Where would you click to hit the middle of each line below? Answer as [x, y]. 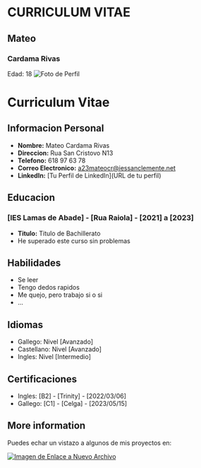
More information [47, 426]
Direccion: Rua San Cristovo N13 [65, 153]
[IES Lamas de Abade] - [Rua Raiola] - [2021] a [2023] [100, 218]
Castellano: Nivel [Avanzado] [60, 349]
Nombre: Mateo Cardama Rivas [63, 145]
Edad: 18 [20, 74]
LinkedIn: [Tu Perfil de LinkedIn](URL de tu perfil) [89, 175]
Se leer [28, 280]
